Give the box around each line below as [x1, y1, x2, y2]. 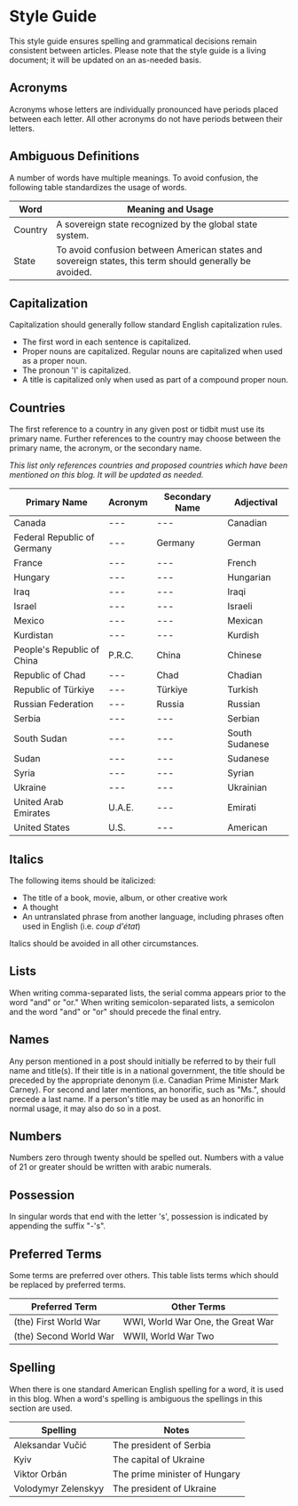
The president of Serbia [112, 1438, 211, 1451]
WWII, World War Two [122, 1330, 215, 1342]
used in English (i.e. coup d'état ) [21, 921, 141, 931]
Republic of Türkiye [13, 683, 95, 696]
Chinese [227, 649, 263, 662]
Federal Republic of [13, 531, 95, 544]
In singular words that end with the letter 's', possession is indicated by [9, 1212, 269, 1222]
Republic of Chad [13, 669, 86, 681]
